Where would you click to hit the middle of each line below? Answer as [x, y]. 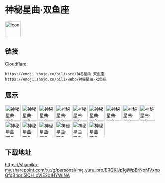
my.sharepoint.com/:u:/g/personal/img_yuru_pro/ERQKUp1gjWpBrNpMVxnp [82, 170]
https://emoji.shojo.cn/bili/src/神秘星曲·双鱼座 [55, 74]
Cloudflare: [17, 64]
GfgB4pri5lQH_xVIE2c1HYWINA [38, 175]
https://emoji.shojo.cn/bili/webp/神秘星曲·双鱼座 [56, 79]
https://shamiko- [22, 165]
